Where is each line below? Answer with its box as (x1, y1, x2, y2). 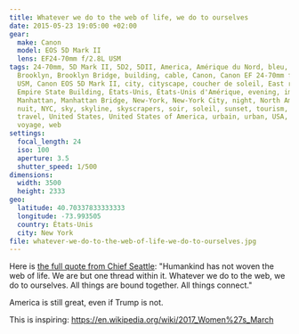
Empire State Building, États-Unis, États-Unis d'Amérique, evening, (17, 87, 280, 96)
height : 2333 (17, 187, 66, 196)
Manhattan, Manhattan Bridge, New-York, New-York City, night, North (17, 95, 280, 105)
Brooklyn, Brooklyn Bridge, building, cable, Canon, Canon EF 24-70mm (17, 71, 285, 80)
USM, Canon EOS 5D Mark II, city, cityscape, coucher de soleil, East (17, 79, 285, 88)
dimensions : (9, 170, 53, 179)
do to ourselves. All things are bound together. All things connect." (9, 280, 253, 290)
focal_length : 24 (17, 137, 82, 146)
